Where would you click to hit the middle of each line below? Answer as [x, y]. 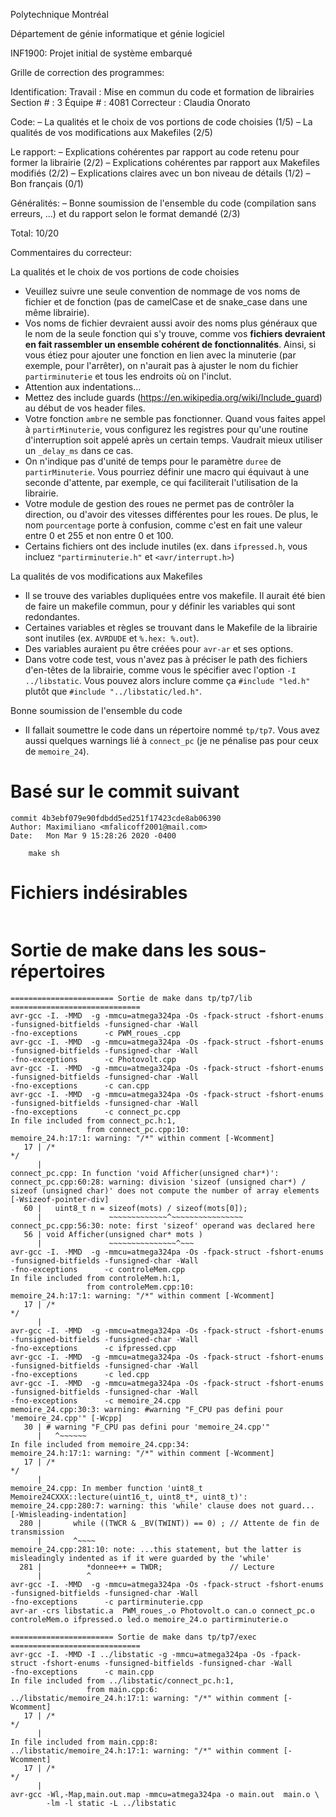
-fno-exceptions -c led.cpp [80, 1374]
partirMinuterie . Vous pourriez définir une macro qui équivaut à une [167, 472]
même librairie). [57, 312]
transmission [37, 1532]
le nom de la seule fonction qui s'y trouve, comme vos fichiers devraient [175, 333]
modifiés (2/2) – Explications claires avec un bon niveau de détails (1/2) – [160, 173]
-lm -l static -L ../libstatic [111, 1803]
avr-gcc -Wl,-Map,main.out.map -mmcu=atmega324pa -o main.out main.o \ [165, 1794]
